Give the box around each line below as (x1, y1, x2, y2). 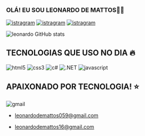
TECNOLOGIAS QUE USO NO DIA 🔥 (6, 48, 136, 58)
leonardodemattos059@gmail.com (14, 112, 99, 119)
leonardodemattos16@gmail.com (14, 123, 95, 130)
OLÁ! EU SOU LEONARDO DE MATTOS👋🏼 (6, 6, 124, 14)
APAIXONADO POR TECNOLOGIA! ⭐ (6, 82, 140, 92)
